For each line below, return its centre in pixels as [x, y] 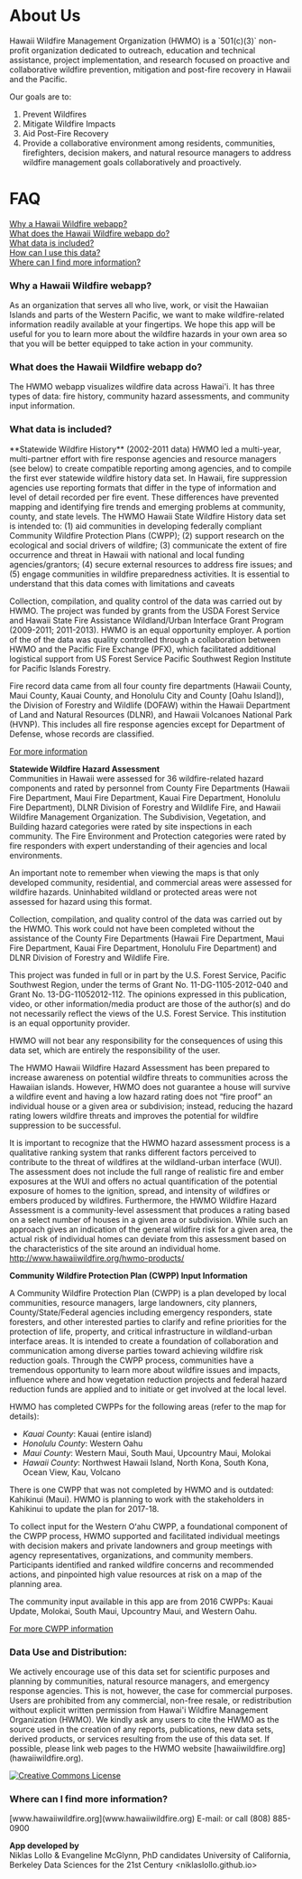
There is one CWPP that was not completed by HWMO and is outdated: [142, 1489]
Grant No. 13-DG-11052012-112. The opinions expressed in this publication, [148, 994]
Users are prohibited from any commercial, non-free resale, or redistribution [151, 1701]
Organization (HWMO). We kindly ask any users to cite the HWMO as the [144, 1720]
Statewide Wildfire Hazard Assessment [85, 768]
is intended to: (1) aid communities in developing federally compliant [136, 526]
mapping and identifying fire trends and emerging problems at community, [147, 506]
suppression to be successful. [65, 1125]
